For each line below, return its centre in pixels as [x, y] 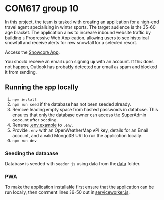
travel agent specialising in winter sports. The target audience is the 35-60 [80, 27]
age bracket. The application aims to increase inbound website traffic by [78, 32]
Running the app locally [42, 88]
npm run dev [24, 141]
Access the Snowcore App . [33, 52]
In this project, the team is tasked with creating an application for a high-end [82, 22]
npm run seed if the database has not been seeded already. [71, 104]
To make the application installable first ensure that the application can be [80, 187]
